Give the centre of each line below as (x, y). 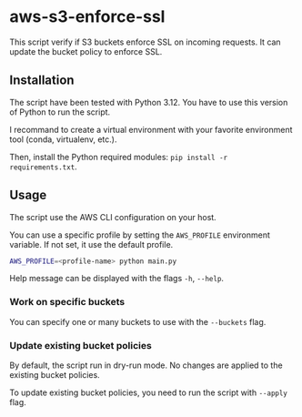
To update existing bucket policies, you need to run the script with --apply (149, 392)
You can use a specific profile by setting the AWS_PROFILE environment (140, 235)
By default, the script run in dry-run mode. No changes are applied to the (146, 365)
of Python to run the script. (60, 112)
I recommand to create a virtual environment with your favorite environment (151, 129)
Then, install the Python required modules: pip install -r (119, 157)
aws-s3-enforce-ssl (87, 17)
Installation (42, 81)
